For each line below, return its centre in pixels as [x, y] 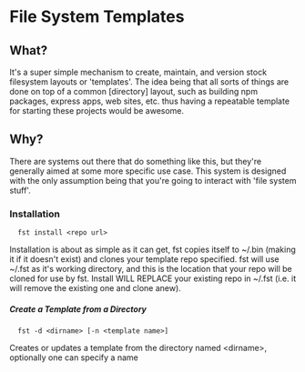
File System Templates [97, 17]
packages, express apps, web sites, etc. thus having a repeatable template [149, 101]
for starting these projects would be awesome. [97, 111]
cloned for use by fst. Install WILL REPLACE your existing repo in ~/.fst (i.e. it [153, 278]
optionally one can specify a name [74, 357]
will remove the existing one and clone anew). [96, 288]
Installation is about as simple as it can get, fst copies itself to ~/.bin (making [152, 250]
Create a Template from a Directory [78, 309]
